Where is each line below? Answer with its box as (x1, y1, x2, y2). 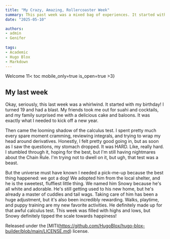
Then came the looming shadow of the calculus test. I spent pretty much (5, 128, 157, 134)
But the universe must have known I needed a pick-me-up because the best (5, 170, 163, 176)
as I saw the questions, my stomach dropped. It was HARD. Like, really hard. (5, 143, 164, 150)
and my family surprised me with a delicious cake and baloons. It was (5, 112, 150, 118)
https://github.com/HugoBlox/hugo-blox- (59, 223, 145, 229)
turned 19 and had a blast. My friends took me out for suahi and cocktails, (5, 107, 159, 113)
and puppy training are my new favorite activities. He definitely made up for (5, 202, 163, 208)
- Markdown (5, 59, 28, 64)
